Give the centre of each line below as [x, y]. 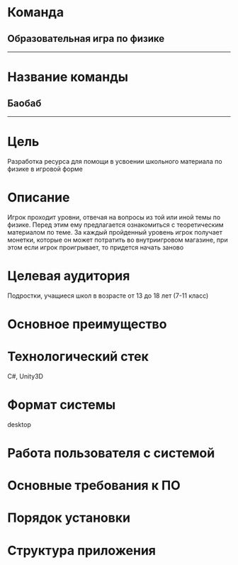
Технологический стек [78, 357]
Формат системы [62, 405]
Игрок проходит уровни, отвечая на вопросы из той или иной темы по [114, 217]
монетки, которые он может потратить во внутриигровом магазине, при [118, 240]
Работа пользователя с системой [111, 453]
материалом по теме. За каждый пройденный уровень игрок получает [115, 232]
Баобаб [24, 103]
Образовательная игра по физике [86, 39]
